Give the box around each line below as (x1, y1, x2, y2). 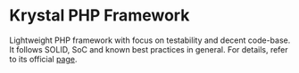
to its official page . (9, 53, 78, 64)
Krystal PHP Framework (9, 5, 190, 26)
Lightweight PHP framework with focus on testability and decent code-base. (9, 35, 291, 45)
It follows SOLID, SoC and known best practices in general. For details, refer (9, 44, 288, 54)
